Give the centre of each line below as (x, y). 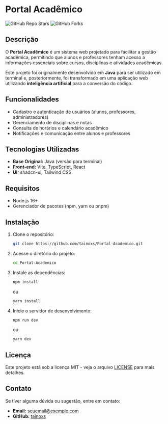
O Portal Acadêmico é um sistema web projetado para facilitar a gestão (81, 51)
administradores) (31, 117)
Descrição (22, 39)
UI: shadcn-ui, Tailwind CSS (42, 172)
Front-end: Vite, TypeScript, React (49, 167)
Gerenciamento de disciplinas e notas (52, 122)
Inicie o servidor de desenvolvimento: (52, 311)
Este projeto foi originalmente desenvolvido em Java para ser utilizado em (83, 72)
